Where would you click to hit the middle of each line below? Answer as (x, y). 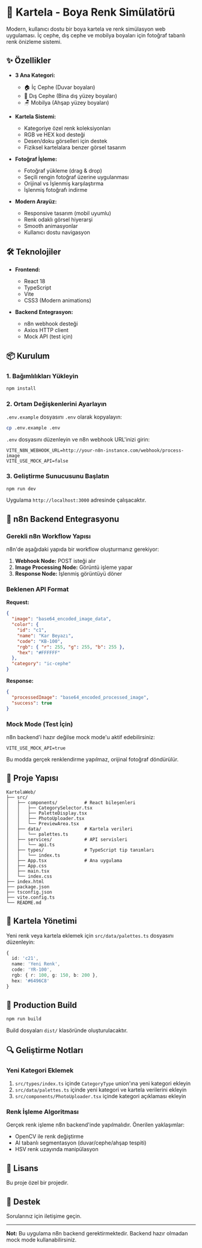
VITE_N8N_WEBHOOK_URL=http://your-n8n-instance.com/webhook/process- (95, 450)
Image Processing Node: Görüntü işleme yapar (74, 567)
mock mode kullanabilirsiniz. (41, 1240)
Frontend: (27, 269)
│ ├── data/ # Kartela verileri (70, 829)
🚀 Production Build (41, 1005)
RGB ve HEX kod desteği (54, 134)
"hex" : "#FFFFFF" (39, 653)
